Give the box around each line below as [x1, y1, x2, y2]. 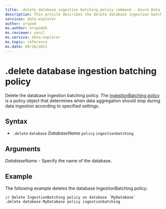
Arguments [5, 145, 41, 153]
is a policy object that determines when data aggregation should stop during [5, 98, 161, 104]
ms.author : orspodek [5, 26, 48, 31]
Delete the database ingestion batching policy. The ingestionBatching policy [5, 92, 160, 98]
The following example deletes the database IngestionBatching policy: [5, 185, 148, 191]
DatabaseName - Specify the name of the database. [5, 158, 112, 164]
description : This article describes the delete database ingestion [5, 12, 149, 17]
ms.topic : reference [5, 40, 48, 45]
